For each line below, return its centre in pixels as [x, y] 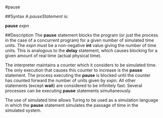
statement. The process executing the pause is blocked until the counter [78, 75]
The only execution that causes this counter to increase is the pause [74, 70]
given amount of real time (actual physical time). [53, 56]
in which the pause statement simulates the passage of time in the [72, 105]
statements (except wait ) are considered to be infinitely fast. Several [74, 86]
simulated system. [23, 110]
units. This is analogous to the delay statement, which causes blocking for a [81, 51]
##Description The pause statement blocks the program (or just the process [81, 35]
